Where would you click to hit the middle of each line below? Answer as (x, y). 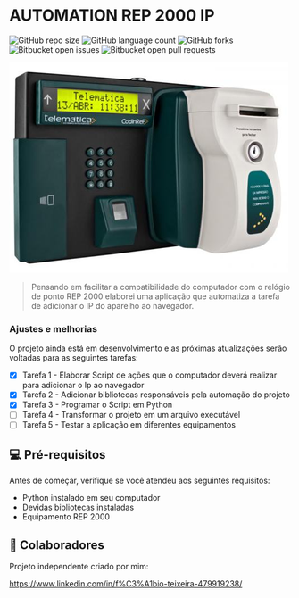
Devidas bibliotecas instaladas (78, 507)
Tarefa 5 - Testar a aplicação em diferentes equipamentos (129, 425)
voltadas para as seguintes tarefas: (74, 358)
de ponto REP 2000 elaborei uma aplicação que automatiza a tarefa (155, 296)
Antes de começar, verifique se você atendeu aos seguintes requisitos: (140, 481)
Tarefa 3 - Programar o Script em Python (97, 405)
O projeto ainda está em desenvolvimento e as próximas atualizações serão (148, 348)
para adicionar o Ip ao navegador (83, 386)
